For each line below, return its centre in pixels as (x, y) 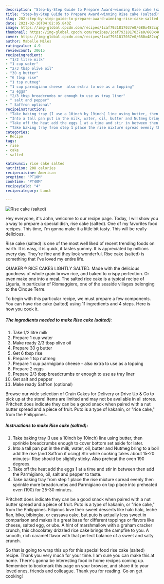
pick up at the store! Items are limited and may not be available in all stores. (81, 399)
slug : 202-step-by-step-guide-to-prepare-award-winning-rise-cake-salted (82, 19)
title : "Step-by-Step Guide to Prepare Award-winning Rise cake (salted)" (83, 14)
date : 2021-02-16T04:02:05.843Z (38, 23)
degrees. (21, 463)
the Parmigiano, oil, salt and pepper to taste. (57, 474)
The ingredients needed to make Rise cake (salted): (59, 320)
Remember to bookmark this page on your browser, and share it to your (77, 565)
